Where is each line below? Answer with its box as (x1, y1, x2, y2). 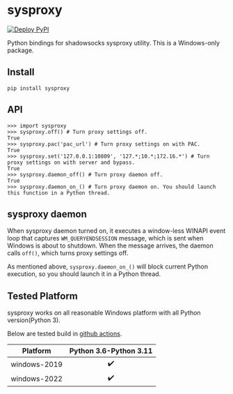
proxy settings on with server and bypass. (7, 159, 136, 166)
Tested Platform (7, 290, 79, 302)
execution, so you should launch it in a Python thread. (7, 270, 161, 278)
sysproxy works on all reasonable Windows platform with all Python (7, 309, 201, 317)
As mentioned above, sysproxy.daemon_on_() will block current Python (7, 262, 209, 271)
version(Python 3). (7, 316, 61, 324)
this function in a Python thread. (7, 189, 111, 197)
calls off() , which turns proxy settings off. (7, 249, 129, 257)
